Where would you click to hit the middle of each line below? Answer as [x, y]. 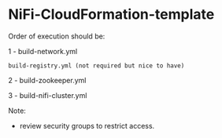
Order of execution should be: [57, 36]
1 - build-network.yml [43, 51]
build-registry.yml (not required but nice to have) [96, 65]
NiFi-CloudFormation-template [111, 15]
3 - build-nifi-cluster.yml [48, 95]
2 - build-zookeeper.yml [47, 80]
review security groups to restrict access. [87, 125]
